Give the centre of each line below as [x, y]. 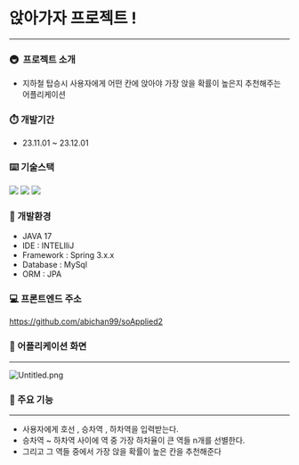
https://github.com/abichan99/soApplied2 [86, 321]
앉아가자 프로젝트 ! [73, 18]
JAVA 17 [37, 237]
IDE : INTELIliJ [48, 245]
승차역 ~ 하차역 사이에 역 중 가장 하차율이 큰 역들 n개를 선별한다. [133, 440]
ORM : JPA [42, 274]
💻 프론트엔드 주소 [45, 299]
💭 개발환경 [30, 216]
